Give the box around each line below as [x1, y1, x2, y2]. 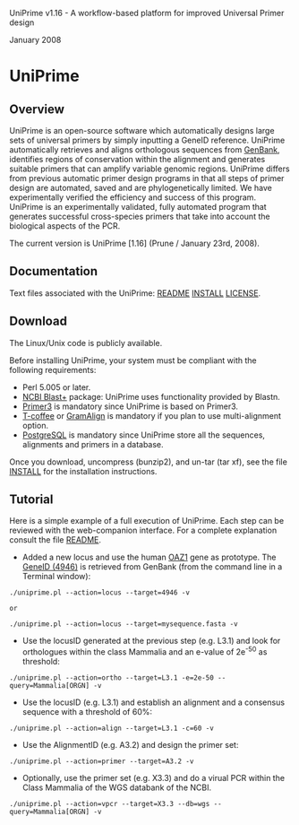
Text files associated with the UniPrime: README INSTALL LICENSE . [9, 287, 261, 299]
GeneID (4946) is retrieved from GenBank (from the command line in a [21, 561, 283, 572]
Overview [9, 101, 65, 117]
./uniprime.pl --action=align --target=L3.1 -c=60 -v [9, 724, 215, 734]
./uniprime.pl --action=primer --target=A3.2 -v [9, 757, 194, 766]
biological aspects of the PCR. [9, 221, 121, 231]
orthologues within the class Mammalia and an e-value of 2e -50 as [21, 645, 268, 657]
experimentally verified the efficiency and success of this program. [9, 192, 257, 203]
